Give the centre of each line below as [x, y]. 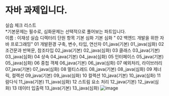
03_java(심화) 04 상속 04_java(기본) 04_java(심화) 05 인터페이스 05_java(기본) [84, 56]
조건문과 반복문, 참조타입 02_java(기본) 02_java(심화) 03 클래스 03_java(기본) [83, 50]
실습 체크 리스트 [21, 25]
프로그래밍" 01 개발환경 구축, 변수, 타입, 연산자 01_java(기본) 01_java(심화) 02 [87, 44]
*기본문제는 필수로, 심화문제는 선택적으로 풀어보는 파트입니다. [66, 31]
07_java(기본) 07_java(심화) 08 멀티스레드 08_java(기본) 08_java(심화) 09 [79, 69]
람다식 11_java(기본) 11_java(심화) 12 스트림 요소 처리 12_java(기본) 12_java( [80, 81]
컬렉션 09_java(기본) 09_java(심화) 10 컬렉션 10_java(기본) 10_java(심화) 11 [86, 75]
